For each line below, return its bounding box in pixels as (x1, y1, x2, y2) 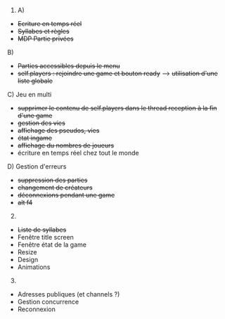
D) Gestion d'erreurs (7, 162, 67, 171)
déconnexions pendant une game (17, 191, 115, 199)
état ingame (17, 134, 53, 142)
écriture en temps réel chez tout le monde (17, 149, 139, 157)
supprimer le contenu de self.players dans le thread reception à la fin (17, 104, 217, 112)
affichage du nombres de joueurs (17, 141, 115, 150)
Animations (17, 263, 51, 271)
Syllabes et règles (17, 27, 70, 35)
